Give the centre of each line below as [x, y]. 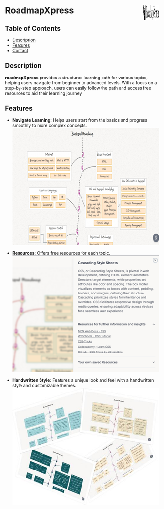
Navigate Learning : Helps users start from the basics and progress [80, 120]
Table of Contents [33, 29]
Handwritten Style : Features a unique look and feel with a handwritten [83, 380]
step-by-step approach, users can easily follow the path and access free [78, 88]
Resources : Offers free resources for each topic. [61, 253]
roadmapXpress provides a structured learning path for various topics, [76, 78]
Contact [20, 50]
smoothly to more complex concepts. [50, 125]
